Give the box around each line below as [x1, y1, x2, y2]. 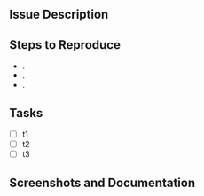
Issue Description [9, 7, 109, 22]
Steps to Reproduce [9, 37, 122, 52]
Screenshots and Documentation [9, 175, 196, 190]
